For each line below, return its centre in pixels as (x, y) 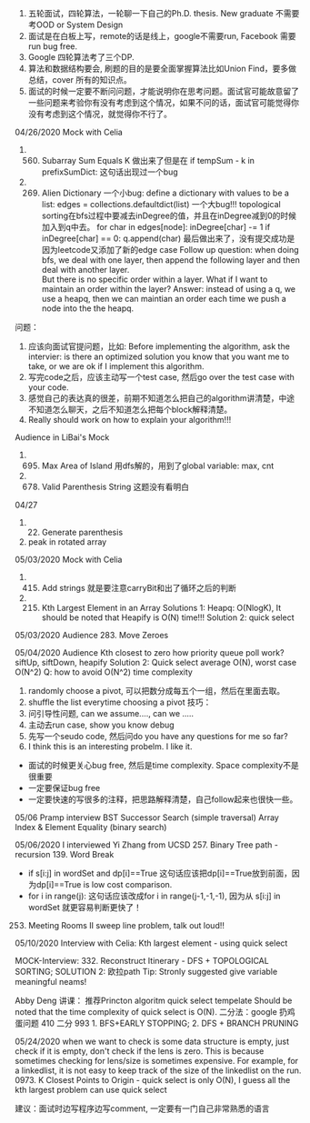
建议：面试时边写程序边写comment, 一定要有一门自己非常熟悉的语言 (142, 1108)
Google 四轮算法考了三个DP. (81, 57)
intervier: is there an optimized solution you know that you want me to (159, 356)
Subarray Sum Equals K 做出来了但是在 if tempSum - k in (148, 160)
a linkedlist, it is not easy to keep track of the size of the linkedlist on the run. (158, 1070)
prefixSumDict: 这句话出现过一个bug (110, 172)
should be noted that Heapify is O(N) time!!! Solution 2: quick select (168, 617)
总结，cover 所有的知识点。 (80, 80)
